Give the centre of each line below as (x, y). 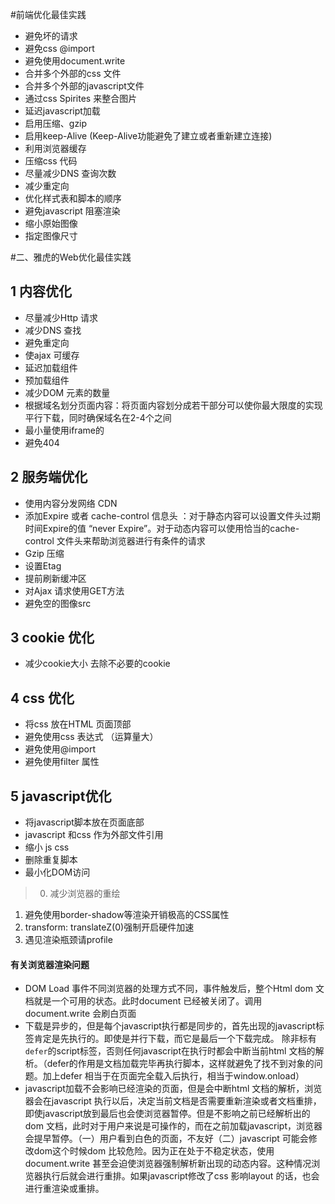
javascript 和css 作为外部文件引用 (94, 835)
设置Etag (43, 565)
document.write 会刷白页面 (80, 1014)
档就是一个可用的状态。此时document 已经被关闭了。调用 (143, 1001)
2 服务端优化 (49, 477)
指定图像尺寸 (51, 236)
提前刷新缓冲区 (55, 578)
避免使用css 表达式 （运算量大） (91, 737)
